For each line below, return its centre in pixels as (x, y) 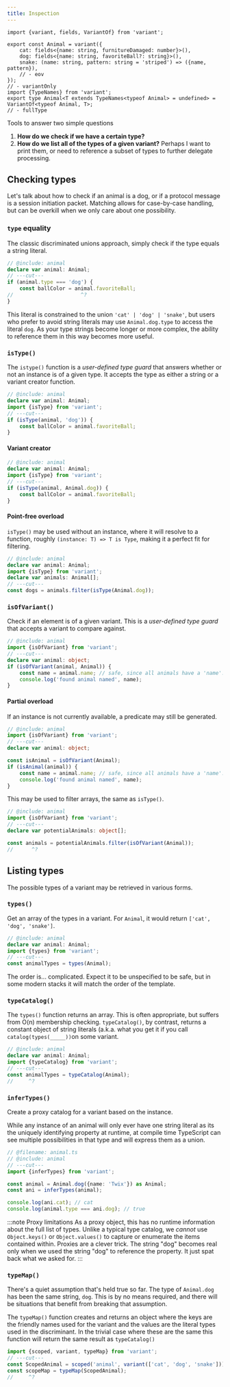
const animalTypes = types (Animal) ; (59, 963)
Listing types (36, 871)
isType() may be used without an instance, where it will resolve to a (103, 531)
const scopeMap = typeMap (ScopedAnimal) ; (67, 1371)
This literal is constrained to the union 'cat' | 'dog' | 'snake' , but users (111, 314)
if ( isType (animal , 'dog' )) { (50, 420)
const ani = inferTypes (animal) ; (55, 1190)
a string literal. (27, 250)
